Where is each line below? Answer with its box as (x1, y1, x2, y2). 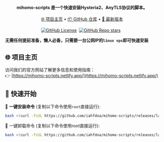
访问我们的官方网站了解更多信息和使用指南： (5, 67, 95, 73)
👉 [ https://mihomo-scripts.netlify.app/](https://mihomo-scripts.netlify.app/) (5, 73, 159, 79)
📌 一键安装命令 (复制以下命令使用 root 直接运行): (5, 104, 101, 109)
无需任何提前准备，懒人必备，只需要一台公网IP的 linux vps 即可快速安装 (5, 37, 149, 43)
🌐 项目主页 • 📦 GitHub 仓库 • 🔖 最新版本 (41, 16, 123, 22)
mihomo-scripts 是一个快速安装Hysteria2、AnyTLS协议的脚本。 (16, 4, 148, 10)
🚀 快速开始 (5, 90, 37, 98)
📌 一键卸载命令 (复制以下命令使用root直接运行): (5, 123, 100, 128)
